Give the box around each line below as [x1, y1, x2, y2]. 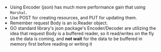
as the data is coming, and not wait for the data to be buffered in [9, 36, 143, 42]
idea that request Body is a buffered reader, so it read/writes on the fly [9, 31, 154, 36]
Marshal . [9, 9, 27, 15]
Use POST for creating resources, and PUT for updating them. [9, 15, 138, 20]
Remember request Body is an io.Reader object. [9, 20, 108, 26]
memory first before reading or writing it [9, 41, 92, 47]
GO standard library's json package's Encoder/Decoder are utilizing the [9, 25, 157, 31]
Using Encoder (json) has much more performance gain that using [9, 4, 146, 10]
